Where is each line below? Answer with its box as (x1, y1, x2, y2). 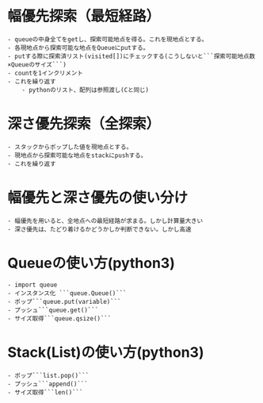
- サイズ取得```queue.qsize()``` (7, 314, 112, 322)
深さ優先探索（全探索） (7, 115, 161, 133)
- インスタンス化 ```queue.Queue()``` (7, 289, 128, 297)
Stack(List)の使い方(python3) (7, 343, 204, 361)
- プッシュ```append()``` (7, 380, 89, 388)
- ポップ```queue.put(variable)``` (7, 297, 121, 305)
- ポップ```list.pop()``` (7, 371, 90, 379)
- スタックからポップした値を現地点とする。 (7, 143, 132, 151)
